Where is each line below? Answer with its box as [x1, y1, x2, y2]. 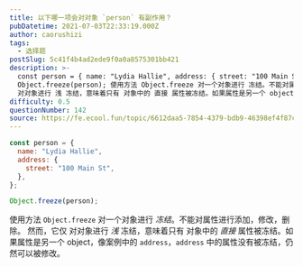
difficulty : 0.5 [9, 97, 70, 106]
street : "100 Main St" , [25, 163, 115, 172]
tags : [9, 38, 30, 48]
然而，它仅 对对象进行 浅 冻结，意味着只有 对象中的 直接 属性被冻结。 [26, 226, 286, 236]
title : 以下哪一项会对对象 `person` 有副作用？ [9, 13, 173, 23]
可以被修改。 [16, 248, 65, 259]
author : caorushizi [9, 30, 83, 39]
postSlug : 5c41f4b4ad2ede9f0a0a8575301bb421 [9, 55, 179, 64]
